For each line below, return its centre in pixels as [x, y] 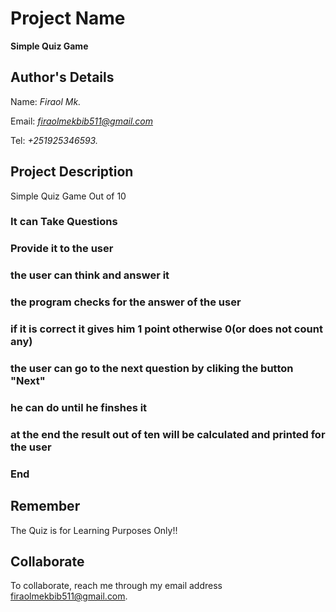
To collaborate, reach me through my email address [116, 586]
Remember [45, 506]
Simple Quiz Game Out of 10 [68, 196]
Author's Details [62, 77]
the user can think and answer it [90, 275]
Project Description [72, 172]
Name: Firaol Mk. [46, 101]
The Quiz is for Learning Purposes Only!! [94, 530]
